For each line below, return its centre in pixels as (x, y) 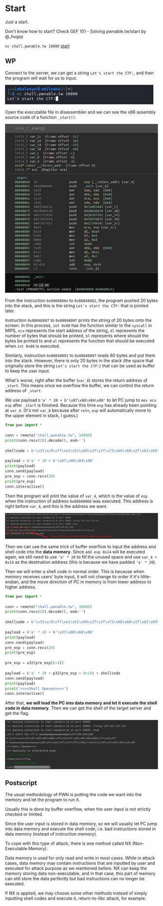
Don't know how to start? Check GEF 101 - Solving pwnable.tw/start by (76, 31)
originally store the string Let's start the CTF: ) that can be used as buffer (80, 366)
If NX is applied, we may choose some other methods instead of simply (76, 893)
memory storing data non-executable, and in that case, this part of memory (80, 873)
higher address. (21, 587)
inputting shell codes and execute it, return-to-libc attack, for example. (76, 898)
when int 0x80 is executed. (33, 346)
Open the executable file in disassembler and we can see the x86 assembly (81, 112)
